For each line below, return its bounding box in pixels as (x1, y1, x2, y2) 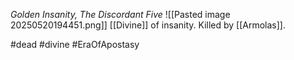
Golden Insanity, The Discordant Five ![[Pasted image (10, 9, 231, 20)
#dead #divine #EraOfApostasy (10, 39, 140, 50)
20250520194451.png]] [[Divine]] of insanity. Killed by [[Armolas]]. (10, 19, 286, 31)
